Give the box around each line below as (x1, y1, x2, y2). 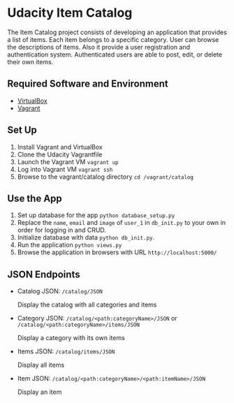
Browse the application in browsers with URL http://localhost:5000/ (17, 248, 217, 256)
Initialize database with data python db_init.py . (17, 233, 155, 242)
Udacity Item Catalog (7, 5, 133, 21)
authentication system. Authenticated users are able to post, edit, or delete (7, 50, 222, 59)
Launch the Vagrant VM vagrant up (17, 157, 119, 166)
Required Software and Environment (7, 78, 169, 90)
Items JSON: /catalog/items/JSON (17, 347, 115, 356)
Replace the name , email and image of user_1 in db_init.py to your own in (17, 219, 226, 227)
